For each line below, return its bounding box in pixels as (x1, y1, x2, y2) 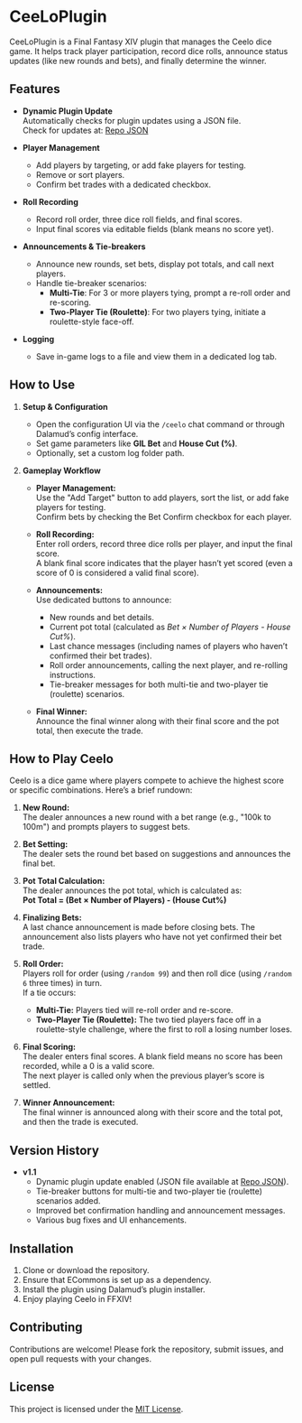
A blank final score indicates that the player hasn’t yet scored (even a (35, 557, 293, 568)
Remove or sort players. (35, 169, 125, 180)
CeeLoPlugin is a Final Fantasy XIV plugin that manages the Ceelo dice (9, 36, 272, 47)
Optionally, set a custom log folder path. (35, 447, 185, 458)
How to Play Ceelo (9, 751, 114, 767)
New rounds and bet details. (49, 611, 155, 622)
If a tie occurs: (22, 987, 77, 999)
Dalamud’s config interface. (35, 428, 139, 439)
